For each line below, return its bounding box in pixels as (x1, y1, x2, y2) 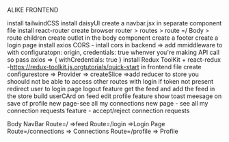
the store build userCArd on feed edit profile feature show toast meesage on (7, 92, 222, 100)
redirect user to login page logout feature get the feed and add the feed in (7, 85, 215, 93)
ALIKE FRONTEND (7, 6, 59, 14)
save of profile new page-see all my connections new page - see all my (7, 99, 208, 107)
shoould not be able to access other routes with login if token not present (7, 78, 214, 85)
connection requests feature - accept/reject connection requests (7, 106, 190, 115)
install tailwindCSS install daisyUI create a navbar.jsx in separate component (7, 19, 222, 27)
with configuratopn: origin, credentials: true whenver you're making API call (7, 48, 220, 56)
